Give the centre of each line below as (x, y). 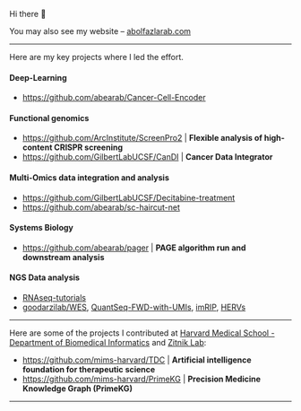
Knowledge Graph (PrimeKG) (77, 389)
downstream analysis (63, 257)
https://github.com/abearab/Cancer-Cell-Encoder (114, 98)
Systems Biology (41, 228)
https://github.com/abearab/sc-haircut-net (101, 207)
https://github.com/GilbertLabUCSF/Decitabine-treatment (129, 197)
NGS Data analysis (45, 277)
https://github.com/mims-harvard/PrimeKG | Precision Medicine (142, 379)
